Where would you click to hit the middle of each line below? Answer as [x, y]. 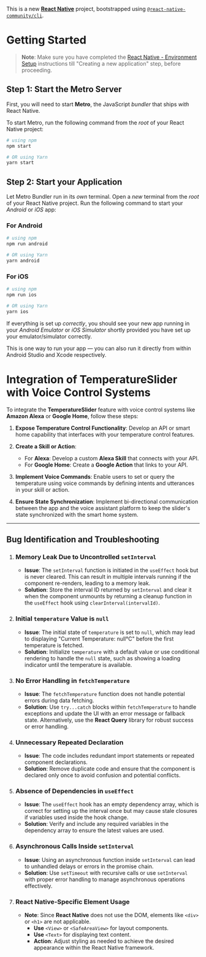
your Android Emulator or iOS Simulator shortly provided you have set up [99, 330]
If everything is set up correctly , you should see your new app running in [98, 323]
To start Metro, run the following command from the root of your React [95, 123]
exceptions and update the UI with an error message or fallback [105, 713]
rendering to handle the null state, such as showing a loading [102, 658]
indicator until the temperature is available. [78, 665]
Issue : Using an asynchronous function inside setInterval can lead [110, 860]
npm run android [27, 244]
